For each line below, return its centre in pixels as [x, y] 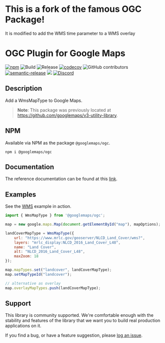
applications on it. [23, 326]
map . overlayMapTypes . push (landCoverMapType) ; [53, 288]
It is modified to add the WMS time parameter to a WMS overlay [70, 33]
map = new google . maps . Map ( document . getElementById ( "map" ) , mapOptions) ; [83, 224]
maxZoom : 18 [26, 256]
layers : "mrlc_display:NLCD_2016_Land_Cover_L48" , [67, 243]
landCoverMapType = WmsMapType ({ [40, 233]
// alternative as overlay [33, 283]
